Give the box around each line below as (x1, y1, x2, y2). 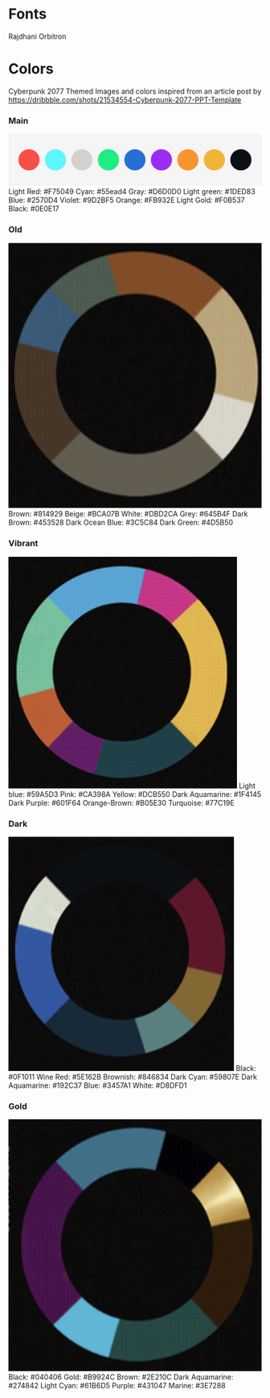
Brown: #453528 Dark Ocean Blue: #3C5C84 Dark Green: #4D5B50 (8, 517, 234, 528)
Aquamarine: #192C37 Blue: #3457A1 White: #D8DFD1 (8, 1081, 187, 1090)
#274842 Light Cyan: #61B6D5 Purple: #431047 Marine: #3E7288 (8, 1380, 227, 1390)
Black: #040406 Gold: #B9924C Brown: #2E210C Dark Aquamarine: (8, 1371, 234, 1382)
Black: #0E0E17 (8, 204, 60, 214)
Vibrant (8, 537, 39, 549)
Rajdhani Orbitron (8, 31, 67, 41)
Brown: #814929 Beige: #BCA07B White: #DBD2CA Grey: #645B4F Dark (8, 509, 248, 519)
